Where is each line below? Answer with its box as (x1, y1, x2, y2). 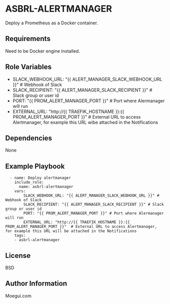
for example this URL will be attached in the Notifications (5, 229, 137, 234)
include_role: (14, 180, 44, 185)
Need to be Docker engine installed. (5, 48, 80, 54)
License (5, 251, 31, 260)
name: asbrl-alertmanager (18, 184, 73, 189)
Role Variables (5, 63, 52, 71)
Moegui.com (5, 292, 32, 299)
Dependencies (5, 134, 52, 142)
